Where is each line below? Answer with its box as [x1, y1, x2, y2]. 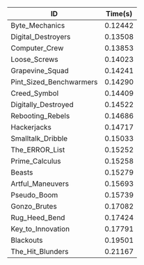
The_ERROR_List [10, 145, 65, 154]
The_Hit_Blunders [10, 247, 69, 256]
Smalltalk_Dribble [10, 134, 68, 143]
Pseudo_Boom [10, 191, 58, 200]
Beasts [10, 168, 33, 177]
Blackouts [10, 236, 43, 245]
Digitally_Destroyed [10, 100, 74, 109]
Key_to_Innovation [10, 224, 70, 234]
